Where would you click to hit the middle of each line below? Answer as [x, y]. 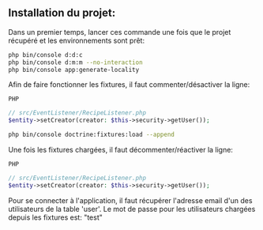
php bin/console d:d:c [45, 55]
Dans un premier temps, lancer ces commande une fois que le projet [120, 32]
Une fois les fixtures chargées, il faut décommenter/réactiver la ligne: [120, 150]
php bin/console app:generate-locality [74, 70]
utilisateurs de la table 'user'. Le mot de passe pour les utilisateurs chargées [132, 209]
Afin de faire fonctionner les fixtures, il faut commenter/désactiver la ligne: [129, 85]
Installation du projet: [62, 13]
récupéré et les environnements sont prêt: [76, 40]
